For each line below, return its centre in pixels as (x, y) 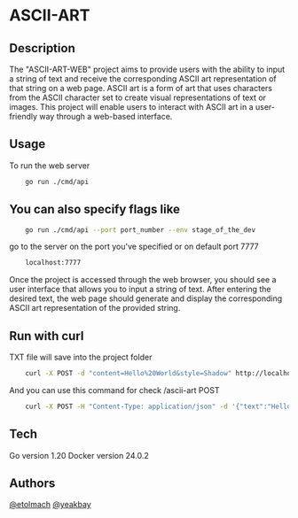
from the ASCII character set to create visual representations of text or (138, 97)
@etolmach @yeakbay (50, 505)
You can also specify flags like (94, 209)
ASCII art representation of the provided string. (95, 308)
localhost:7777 (53, 263)
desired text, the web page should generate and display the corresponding (146, 298)
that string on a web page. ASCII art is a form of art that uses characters (141, 88)
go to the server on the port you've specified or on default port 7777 (134, 247)
